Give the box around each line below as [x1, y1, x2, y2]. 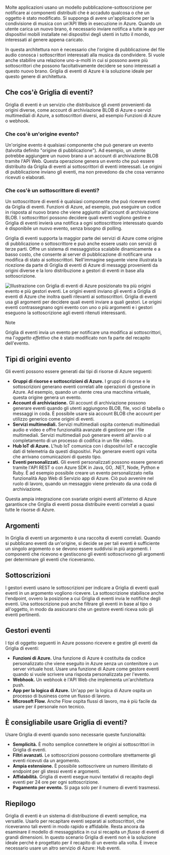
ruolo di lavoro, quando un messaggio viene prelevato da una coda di [12, 481, 157, 487]
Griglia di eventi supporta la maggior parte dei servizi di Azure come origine [5, 235, 163, 242]
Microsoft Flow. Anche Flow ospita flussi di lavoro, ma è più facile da [12, 698, 157, 704]
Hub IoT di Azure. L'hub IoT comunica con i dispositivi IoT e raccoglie [12, 443, 158, 449]
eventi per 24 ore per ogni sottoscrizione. [12, 779, 100, 785]
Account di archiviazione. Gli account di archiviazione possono [12, 400, 146, 406]
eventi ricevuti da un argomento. [12, 758, 80, 764]
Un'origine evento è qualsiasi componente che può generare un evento [5, 142, 153, 148]
